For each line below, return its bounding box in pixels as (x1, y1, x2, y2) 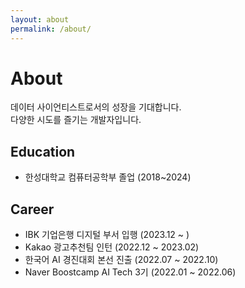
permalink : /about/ (10, 24, 92, 34)
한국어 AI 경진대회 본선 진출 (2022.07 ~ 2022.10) (24, 254, 219, 266)
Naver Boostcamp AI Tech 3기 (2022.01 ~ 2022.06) (24, 266, 237, 278)
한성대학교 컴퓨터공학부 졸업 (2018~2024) (24, 171, 192, 183)
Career (10, 201, 55, 218)
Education (10, 143, 76, 160)
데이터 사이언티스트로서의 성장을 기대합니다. (10, 101, 182, 113)
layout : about (10, 14, 70, 25)
